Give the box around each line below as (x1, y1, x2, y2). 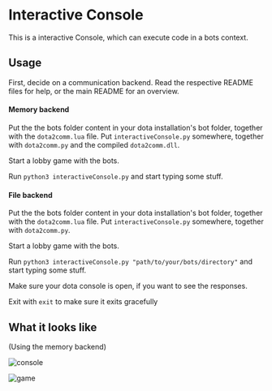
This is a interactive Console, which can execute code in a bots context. (8, 32, 249, 42)
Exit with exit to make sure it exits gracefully (8, 297, 158, 307)
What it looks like (8, 320, 97, 334)
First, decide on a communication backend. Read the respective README (8, 77, 254, 87)
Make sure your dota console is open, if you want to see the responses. (8, 281, 248, 291)
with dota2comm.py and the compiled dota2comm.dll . (8, 140, 180, 149)
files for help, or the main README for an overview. (8, 86, 180, 96)
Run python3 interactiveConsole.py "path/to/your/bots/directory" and (8, 257, 253, 267)
